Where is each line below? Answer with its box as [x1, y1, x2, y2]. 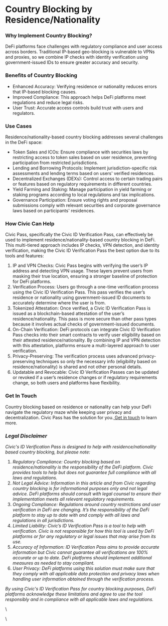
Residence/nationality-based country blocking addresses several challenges [5, 134, 163, 140]
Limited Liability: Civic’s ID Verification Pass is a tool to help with [12, 523, 146, 529]
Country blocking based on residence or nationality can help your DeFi [5, 404, 151, 410]
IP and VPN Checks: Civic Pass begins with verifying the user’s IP [12, 262, 148, 269]
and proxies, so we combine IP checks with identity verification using [5, 54, 148, 60]
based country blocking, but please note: [5, 449, 90, 455]
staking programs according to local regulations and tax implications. [12, 192, 155, 198]
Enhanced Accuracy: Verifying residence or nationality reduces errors [12, 83, 157, 89]
